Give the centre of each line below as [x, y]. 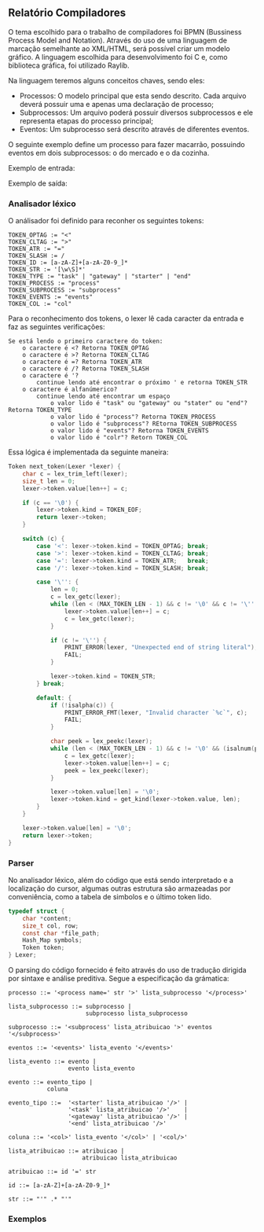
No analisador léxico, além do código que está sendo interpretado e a [121, 880]
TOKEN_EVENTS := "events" [50, 297]
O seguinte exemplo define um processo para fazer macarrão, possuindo [126, 144]
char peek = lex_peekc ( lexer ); [101, 741]
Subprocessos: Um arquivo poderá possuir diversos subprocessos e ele [136, 112]
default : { [54, 698]
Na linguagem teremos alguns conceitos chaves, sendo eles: [106, 80]
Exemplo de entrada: [42, 167]
